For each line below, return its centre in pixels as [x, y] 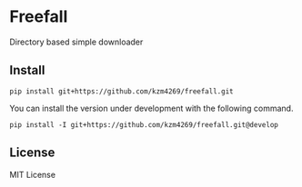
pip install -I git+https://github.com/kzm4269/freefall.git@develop [144, 124]
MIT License [33, 174]
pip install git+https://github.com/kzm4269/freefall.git [121, 91]
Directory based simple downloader [76, 42]
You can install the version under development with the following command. [151, 108]
